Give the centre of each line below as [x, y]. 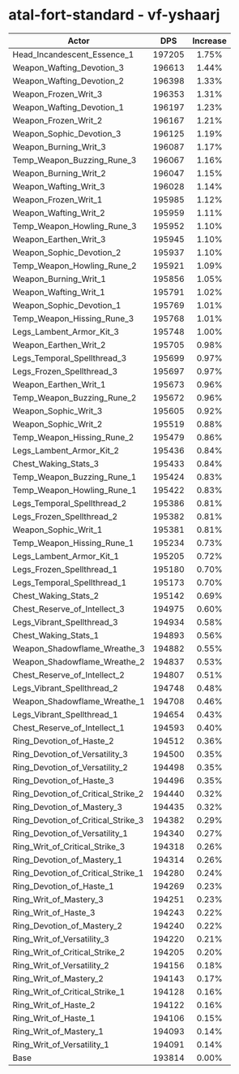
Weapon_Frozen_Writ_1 [58, 199]
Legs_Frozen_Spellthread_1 [65, 569]
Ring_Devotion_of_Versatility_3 [70, 754]
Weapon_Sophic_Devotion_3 [67, 133]
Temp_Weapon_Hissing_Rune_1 [73, 543]
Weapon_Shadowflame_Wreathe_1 [79, 701]
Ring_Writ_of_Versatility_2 [61, 965]
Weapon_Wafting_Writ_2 [59, 213]
